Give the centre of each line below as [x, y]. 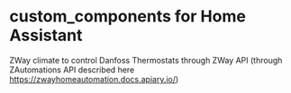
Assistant [46, 35]
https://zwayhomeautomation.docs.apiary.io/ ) [94, 79]
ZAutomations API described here [72, 70]
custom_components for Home [127, 17]
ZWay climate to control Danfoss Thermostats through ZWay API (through [146, 60]
